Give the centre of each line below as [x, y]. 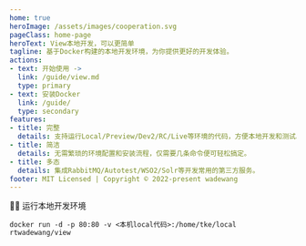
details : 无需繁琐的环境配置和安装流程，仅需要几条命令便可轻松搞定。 [134, 153]
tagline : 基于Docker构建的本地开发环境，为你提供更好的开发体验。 [122, 52]
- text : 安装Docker [45, 94]
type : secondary [48, 111]
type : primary [44, 86]
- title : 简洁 [35, 145]
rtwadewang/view [40, 233]
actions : [26, 60]
